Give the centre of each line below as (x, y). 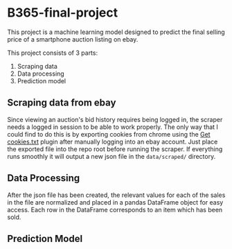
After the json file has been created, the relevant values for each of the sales (116, 195)
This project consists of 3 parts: (53, 53)
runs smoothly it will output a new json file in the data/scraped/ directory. (111, 156)
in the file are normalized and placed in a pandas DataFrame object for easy (115, 202)
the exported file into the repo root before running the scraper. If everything (115, 149)
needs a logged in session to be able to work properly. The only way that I (113, 127)
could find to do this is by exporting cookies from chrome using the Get (109, 134)
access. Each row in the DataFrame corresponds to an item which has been (115, 209)
